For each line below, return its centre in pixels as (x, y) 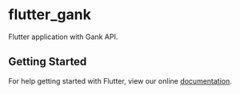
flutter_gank (50, 15)
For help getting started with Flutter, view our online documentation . (120, 80)
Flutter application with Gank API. (63, 37)
